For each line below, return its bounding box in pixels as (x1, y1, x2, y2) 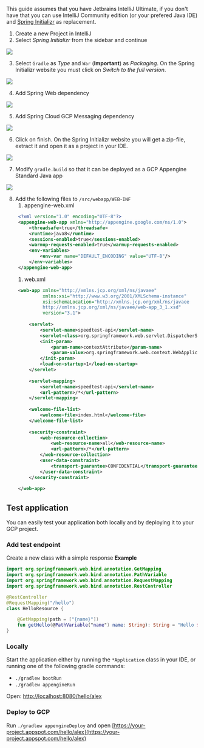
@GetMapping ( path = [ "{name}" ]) (17, 616, 99, 622)
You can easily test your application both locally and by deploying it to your (6, 519, 194, 526)
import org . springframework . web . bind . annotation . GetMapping (6, 566, 162, 572)
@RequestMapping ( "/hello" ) (6, 600, 75, 606)
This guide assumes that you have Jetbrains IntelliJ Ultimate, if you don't (6, 5, 188, 12)
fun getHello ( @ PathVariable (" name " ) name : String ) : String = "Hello (17, 622, 194, 629)
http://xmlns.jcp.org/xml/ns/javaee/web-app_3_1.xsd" (42, 304, 182, 310)
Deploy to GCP (6, 708, 50, 716)
